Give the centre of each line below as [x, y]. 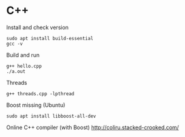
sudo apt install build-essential [50, 38]
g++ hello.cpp [24, 66]
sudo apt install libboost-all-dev [51, 116]
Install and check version [37, 27]
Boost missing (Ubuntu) [36, 105]
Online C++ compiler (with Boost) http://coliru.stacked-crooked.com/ [92, 127]
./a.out [16, 71]
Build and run [23, 55]
